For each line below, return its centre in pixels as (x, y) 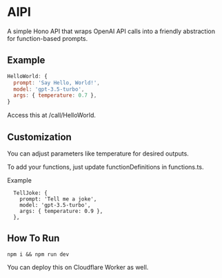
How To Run (33, 238)
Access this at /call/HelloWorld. (52, 115)
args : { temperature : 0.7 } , (55, 95)
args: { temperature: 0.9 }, (61, 211)
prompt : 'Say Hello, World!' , (57, 83)
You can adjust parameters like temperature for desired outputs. (98, 154)
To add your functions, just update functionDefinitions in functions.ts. (105, 167)
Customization (40, 137)
